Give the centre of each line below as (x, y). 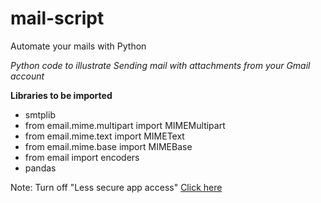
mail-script (57, 18)
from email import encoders (82, 157)
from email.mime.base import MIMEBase (108, 146)
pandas (40, 168)
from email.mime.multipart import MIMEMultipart (125, 125)
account (27, 76)
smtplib (40, 114)
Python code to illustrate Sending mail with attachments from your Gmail (160, 65)
